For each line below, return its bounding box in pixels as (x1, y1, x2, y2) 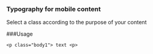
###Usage (6, 30, 34, 38)
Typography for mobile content (6, 5, 101, 13)
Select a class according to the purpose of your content (6, 19, 147, 26)
